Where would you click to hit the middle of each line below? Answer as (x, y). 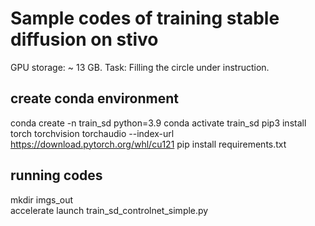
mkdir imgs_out (42, 199)
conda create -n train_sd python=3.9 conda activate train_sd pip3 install (158, 123)
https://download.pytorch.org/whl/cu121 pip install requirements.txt (148, 144)
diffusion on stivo (84, 39)
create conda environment (94, 98)
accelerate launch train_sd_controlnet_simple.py (109, 210)
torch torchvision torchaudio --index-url (92, 133)
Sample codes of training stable (145, 18)
